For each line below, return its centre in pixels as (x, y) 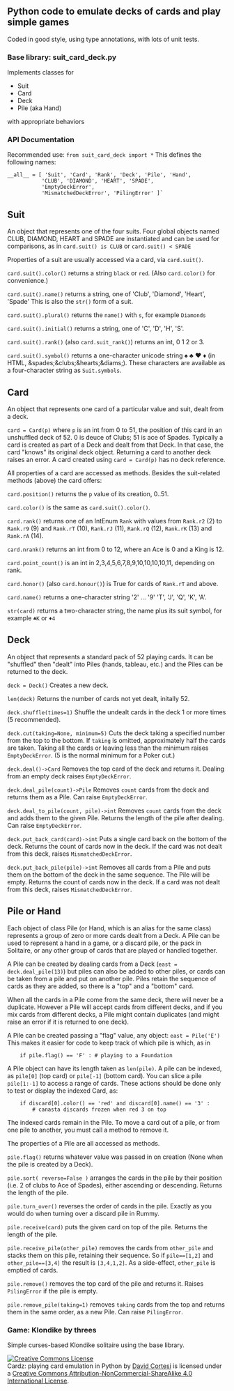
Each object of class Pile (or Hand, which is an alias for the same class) (109, 928)
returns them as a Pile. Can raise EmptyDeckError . (77, 797)
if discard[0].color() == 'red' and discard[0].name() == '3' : (115, 1103)
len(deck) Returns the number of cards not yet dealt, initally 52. (99, 698)
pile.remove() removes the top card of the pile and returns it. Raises (106, 1283)
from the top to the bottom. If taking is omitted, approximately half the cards (117, 740)
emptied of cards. (33, 1270)
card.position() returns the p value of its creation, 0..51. (88, 494)
